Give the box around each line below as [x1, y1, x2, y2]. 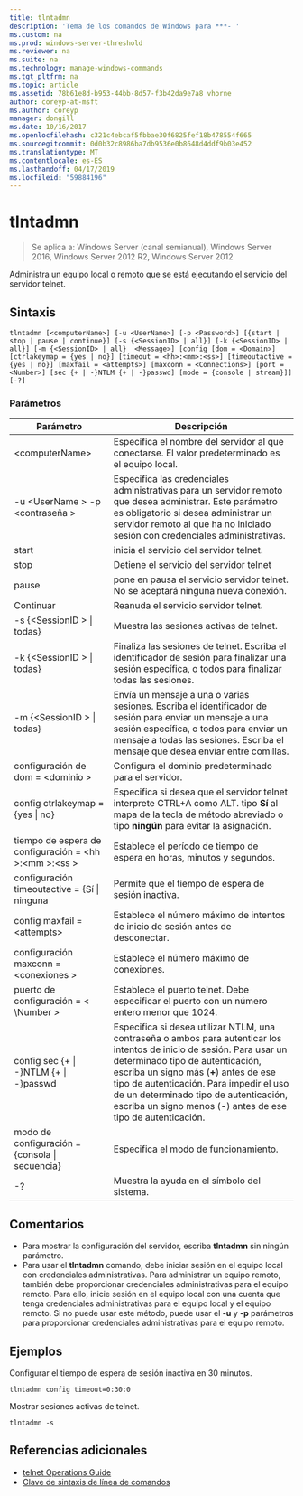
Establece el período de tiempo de [113, 840, 259, 852]
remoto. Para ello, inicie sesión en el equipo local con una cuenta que [22, 1289, 281, 1300]
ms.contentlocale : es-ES [9, 155, 103, 165]
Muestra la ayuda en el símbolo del [113, 1174, 262, 1187]
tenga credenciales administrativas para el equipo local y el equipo [22, 1298, 271, 1309]
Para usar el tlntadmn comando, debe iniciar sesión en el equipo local [22, 1260, 284, 1271]
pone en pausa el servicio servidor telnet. [113, 573, 289, 586]
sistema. [113, 1186, 149, 1199]
